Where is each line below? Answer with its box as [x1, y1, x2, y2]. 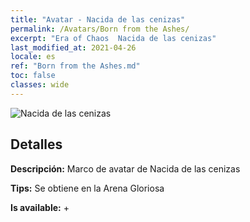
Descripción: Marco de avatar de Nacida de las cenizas [10, 162, 241, 175]
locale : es [10, 52, 56, 62]
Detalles [10, 136, 63, 153]
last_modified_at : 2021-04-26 [10, 42, 137, 53]
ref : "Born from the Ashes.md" [10, 61, 141, 71]
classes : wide [10, 80, 70, 90]
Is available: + [10, 201, 70, 213]
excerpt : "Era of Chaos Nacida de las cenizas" [10, 33, 217, 43]
